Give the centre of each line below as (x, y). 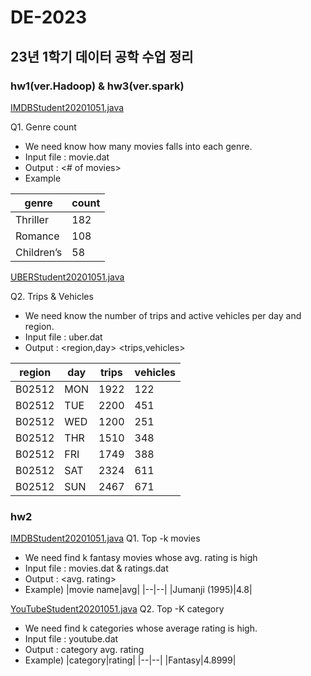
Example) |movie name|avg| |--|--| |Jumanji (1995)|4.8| (138, 590)
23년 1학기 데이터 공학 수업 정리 (102, 56)
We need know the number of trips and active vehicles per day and (163, 315)
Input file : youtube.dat (71, 639)
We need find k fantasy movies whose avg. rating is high (141, 558)
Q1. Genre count (43, 127)
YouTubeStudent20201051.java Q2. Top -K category (117, 609)
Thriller (32, 219)
